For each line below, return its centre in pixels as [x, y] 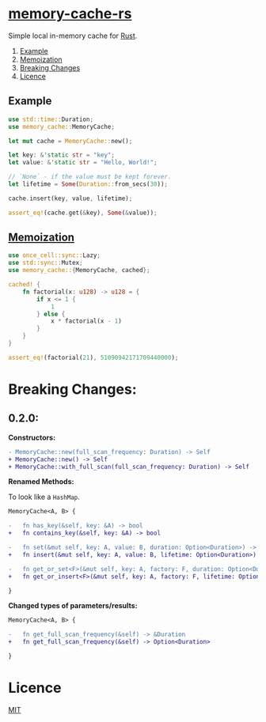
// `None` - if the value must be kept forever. [90, 177]
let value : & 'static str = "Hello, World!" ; [83, 163]
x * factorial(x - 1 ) [86, 321]
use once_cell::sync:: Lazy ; [55, 255]
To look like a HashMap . [44, 497]
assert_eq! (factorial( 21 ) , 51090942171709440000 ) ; [93, 357]
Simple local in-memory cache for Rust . [73, 36]
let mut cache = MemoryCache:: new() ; [70, 141]
